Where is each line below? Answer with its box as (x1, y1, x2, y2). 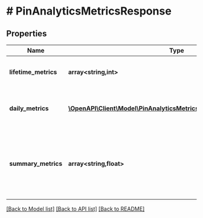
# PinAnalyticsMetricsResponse (6, 4, 172, 18)
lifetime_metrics (9, 68, 57, 76)
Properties (6, 28, 47, 39)
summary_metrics (9, 159, 62, 168)
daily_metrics (9, 104, 50, 113)
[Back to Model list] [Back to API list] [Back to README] (6, 205, 145, 213)
